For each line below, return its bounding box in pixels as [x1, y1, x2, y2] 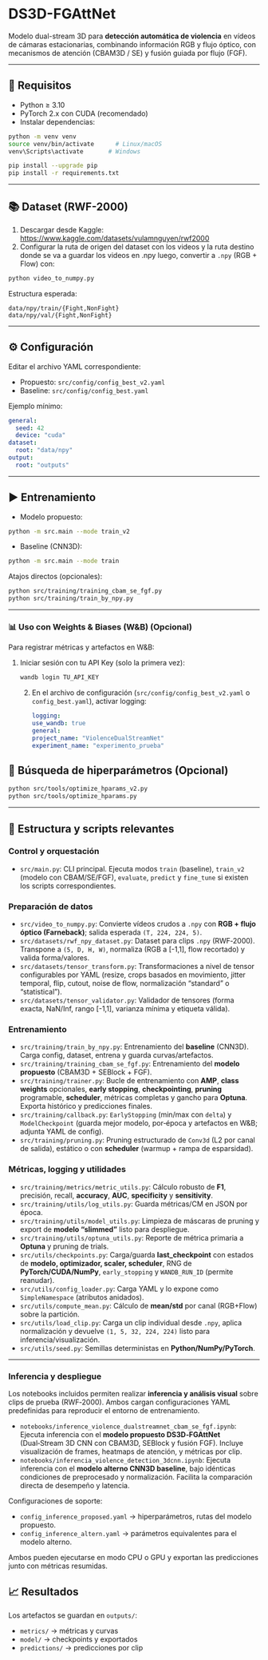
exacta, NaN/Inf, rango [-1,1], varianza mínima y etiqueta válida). [19, 1004, 231, 1014]
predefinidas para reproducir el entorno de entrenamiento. [8, 1406, 200, 1416]
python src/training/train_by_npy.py [8, 594, 134, 603]
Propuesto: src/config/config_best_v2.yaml [19, 377, 166, 387]
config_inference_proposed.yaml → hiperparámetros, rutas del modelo [19, 1511, 252, 1522]
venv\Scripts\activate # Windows [8, 147, 141, 156]
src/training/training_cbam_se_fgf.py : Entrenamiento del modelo [19, 1059, 240, 1069]
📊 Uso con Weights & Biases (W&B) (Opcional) [8, 621, 193, 632]
